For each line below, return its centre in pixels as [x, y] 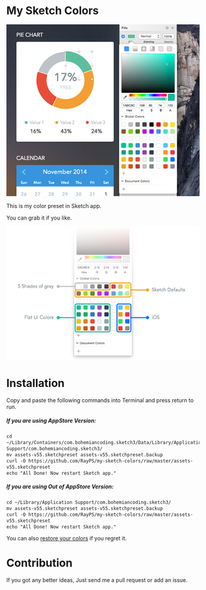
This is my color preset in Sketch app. [54, 205]
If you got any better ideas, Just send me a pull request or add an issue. [97, 580]
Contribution [40, 563]
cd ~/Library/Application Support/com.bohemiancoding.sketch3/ [89, 502]
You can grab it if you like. [39, 218]
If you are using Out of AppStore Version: [60, 487]
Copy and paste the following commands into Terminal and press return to [100, 400]
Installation [36, 383]
